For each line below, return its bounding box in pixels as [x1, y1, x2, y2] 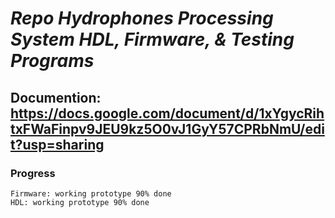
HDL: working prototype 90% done [10, 197, 150, 207]
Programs [10, 50, 95, 72]
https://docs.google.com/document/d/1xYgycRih [10, 105, 325, 122]
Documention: [10, 89, 102, 106]
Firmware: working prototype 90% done [10, 188, 172, 199]
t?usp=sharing [10, 136, 105, 153]
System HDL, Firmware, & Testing [10, 28, 295, 51]
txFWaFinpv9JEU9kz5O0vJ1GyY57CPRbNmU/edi [10, 120, 325, 137]
